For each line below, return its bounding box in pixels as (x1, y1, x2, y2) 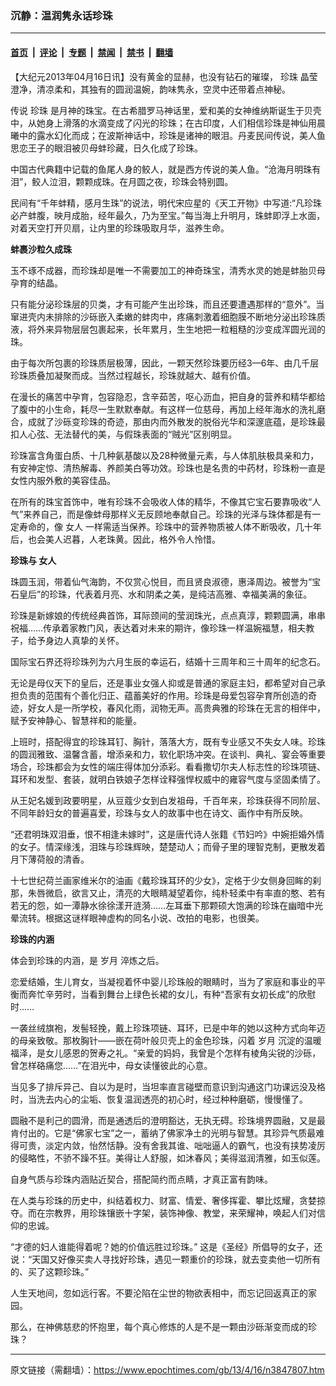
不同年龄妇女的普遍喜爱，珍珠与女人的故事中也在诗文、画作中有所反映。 (10, 807, 308, 819)
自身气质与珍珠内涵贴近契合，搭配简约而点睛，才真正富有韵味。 (10, 1173, 273, 1185)
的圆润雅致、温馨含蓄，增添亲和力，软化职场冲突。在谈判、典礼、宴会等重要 (10, 748, 326, 760)
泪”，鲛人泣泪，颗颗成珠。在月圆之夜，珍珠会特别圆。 (10, 175, 234, 187)
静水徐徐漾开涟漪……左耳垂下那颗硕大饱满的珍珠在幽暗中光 (79, 899, 324, 911)
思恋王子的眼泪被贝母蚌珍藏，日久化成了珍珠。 (10, 142, 203, 154)
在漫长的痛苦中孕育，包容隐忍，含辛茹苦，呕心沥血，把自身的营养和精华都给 (10, 390, 326, 402)
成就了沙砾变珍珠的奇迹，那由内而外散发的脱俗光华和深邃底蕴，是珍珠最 (27, 415, 326, 427)
